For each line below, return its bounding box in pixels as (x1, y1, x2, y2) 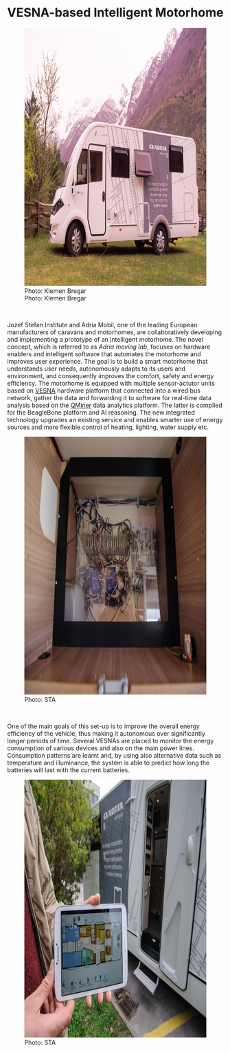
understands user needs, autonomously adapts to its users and (7, 364, 186, 373)
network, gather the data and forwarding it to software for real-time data (7, 393, 211, 402)
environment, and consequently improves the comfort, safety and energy (7, 371, 214, 380)
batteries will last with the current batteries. (7, 765, 130, 774)
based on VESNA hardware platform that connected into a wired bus (7, 386, 201, 395)
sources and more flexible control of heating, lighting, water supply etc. (7, 423, 209, 431)
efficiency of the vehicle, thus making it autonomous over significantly (7, 729, 206, 737)
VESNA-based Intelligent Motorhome (7, 5, 224, 21)
